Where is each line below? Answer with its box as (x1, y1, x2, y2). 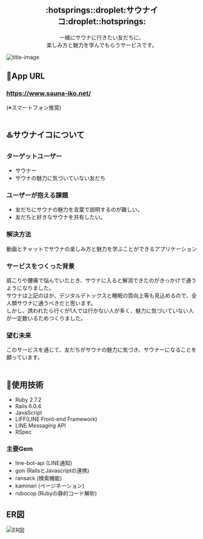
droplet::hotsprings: (68, 16, 147, 27)
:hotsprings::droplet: (45, 5, 127, 16)
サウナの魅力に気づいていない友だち (15, 175, 106, 182)
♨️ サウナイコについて (6, 129, 85, 140)
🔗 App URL (6, 71, 45, 81)
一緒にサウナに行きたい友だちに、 (59, 33, 144, 41)
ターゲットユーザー (6, 152, 62, 160)
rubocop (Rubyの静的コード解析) (15, 490, 97, 497)
